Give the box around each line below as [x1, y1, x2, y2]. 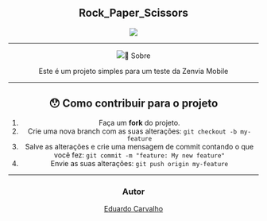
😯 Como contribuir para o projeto [48, 97, 219, 111]
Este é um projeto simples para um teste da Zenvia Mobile [38, 66, 229, 76]
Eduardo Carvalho [103, 204, 164, 213]
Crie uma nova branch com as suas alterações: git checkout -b [27, 126, 237, 136]
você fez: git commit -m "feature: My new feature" [54, 150, 225, 160]
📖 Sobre [124, 51, 151, 60]
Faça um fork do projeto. [99, 118, 180, 127]
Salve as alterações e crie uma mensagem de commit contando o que [25, 142, 254, 151]
